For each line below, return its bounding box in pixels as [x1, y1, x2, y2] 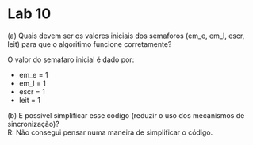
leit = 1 [18, 95, 41, 105]
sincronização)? [7, 119, 60, 128]
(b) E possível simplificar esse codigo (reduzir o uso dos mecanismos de [7, 110, 245, 120]
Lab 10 [7, 5, 52, 23]
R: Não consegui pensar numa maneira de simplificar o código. [7, 128, 213, 137]
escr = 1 [18, 86, 45, 96]
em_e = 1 [18, 70, 48, 79]
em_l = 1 [18, 78, 47, 88]
